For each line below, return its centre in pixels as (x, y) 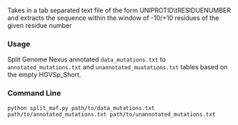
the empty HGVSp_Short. (44, 75)
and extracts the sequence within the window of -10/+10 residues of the (113, 18)
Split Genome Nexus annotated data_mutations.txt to (87, 59)
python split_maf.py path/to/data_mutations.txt (81, 108)
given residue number (40, 25)
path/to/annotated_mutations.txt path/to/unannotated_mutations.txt (111, 114)
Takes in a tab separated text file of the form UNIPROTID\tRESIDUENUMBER (119, 10)
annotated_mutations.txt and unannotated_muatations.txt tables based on (118, 67)
